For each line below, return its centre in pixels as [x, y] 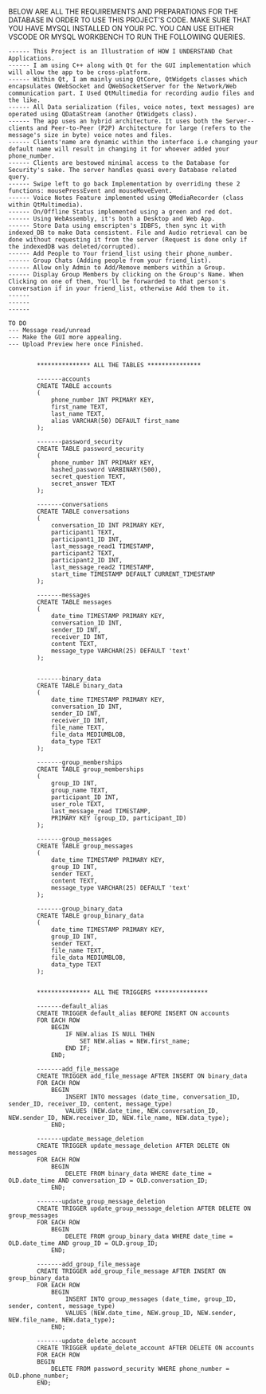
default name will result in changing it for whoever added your [119, 149]
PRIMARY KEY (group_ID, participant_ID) [119, 818]
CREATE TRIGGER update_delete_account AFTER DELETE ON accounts [146, 1348]
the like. [25, 100]
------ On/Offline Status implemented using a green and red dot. [121, 212]
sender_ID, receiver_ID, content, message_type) [90, 1104]
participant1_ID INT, [87, 539]
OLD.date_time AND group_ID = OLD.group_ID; [83, 1243]
